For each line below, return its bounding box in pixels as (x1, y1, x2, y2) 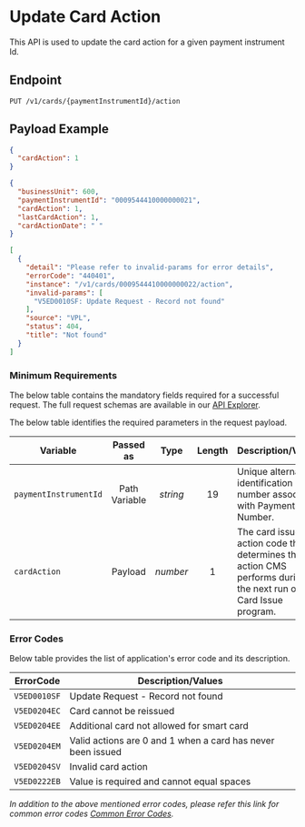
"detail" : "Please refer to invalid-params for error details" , (25, 263, 274, 272)
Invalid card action (69, 761, 148, 773)
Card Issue (237, 593, 283, 606)
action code (237, 537, 288, 550)
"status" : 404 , (25, 322, 84, 331)
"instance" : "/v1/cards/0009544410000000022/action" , (25, 279, 233, 288)
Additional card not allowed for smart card (69, 720, 250, 732)
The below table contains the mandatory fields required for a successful (9, 389, 280, 400)
